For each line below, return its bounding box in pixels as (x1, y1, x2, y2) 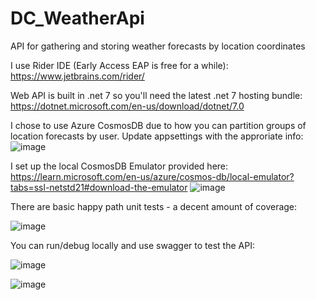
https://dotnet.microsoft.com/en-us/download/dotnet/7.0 (10, 100, 245, 112)
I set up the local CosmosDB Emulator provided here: (10, 160, 229, 172)
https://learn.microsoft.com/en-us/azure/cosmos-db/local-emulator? (10, 170, 295, 182)
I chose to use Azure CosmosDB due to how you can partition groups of (10, 119, 307, 131)
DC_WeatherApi (10, 7, 145, 30)
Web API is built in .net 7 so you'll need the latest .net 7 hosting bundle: (10, 89, 303, 101)
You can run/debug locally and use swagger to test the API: (10, 239, 255, 251)
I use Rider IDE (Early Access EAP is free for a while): (10, 59, 229, 71)
